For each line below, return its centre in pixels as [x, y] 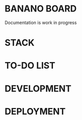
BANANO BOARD [41, 9]
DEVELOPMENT [38, 88]
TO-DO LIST [30, 66]
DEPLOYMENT [35, 111]
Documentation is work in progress [41, 22]
